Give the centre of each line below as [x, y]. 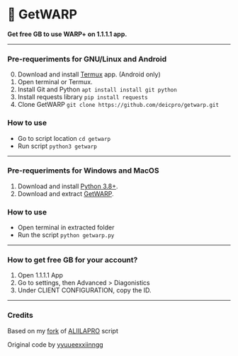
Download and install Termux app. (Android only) [89, 74]
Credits [20, 316]
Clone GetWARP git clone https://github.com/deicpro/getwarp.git [118, 105]
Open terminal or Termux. [55, 82]
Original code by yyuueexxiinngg [56, 344]
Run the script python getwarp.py [66, 235]
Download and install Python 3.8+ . [68, 186]
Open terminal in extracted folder [66, 228]
